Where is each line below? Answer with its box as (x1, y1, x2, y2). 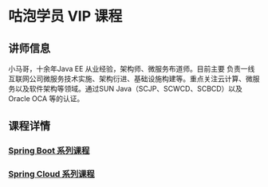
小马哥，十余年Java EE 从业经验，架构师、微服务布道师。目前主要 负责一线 (8, 64, 255, 73)
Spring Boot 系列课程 (8, 145, 90, 156)
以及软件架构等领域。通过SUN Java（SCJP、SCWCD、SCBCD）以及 (14, 84, 243, 93)
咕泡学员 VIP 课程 (8, 7, 123, 25)
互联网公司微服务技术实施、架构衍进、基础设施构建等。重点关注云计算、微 (8, 74, 253, 84)
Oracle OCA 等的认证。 (8, 94, 85, 103)
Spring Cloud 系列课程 (8, 169, 95, 180)
